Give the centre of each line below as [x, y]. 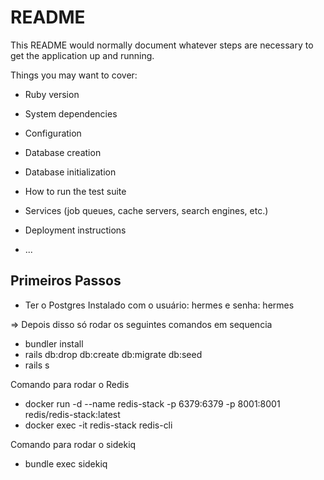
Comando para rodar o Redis [70, 384]
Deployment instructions [75, 230]
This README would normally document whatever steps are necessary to [162, 45]
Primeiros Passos [66, 281]
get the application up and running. [82, 55]
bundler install [54, 343]
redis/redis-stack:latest [72, 414]
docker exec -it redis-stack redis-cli [98, 425]
